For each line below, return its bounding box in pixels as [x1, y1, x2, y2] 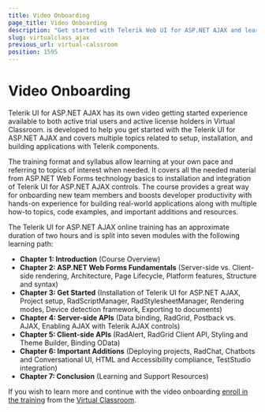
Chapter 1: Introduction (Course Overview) [19, 254, 161, 264]
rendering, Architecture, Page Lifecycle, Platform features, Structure [35, 271, 257, 280]
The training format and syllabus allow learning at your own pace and [8, 157, 233, 166]
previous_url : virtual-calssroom [8, 41, 118, 49]
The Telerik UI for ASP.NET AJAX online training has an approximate [8, 222, 230, 232]
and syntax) [19, 279, 59, 288]
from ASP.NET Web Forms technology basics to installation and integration [8, 173, 252, 183]
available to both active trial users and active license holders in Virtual [8, 116, 235, 126]
